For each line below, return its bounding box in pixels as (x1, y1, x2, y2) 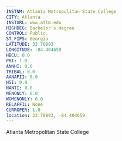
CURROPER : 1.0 (6, 107, 41, 113)
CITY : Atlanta (6, 14, 41, 20)
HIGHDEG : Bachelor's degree (6, 25, 75, 31)
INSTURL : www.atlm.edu (6, 19, 62, 25)
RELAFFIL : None (6, 101, 43, 108)
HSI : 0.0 (6, 80, 28, 86)
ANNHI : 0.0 (6, 63, 33, 69)
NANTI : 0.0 (6, 85, 33, 91)
